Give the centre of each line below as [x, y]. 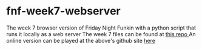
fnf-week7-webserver [63, 11]
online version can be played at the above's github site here [81, 40]
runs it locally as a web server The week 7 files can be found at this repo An [101, 34]
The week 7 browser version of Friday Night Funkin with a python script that [101, 28]
